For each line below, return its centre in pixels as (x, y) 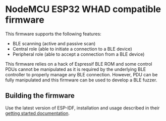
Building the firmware (40, 96)
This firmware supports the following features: (53, 34)
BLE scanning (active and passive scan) (54, 43)
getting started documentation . (37, 113)
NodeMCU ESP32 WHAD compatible (83, 9)
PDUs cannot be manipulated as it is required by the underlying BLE (76, 69)
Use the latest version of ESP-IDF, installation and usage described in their (82, 108)
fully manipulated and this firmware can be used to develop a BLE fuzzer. (81, 80)
